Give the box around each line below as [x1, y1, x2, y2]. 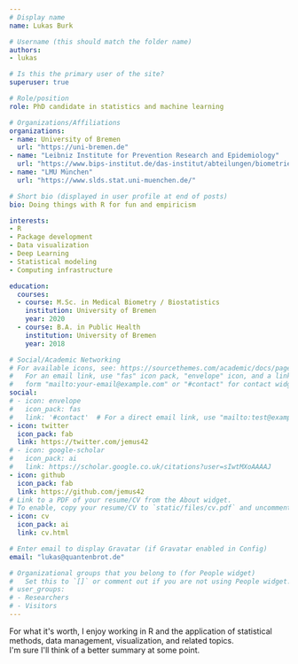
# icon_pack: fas [9, 404, 82, 413]
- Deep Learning [9, 249, 69, 258]
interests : [9, 216, 50, 225]
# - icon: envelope [9, 396, 82, 405]
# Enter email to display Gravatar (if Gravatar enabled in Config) [9, 544, 268, 553]
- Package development [9, 232, 93, 242]
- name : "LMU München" [9, 168, 93, 176]
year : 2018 [25, 339, 66, 348]
